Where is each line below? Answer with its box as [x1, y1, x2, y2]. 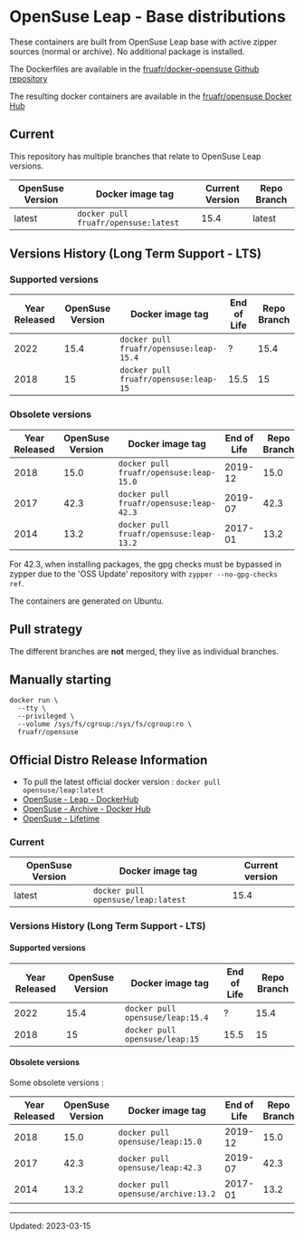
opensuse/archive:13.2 [118, 1188, 216, 1198]
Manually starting [9, 672, 111, 687]
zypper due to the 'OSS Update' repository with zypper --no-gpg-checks [9, 568, 278, 579]
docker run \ [9, 696, 59, 705]
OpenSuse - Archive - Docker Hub [22, 804, 151, 815]
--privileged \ [17, 712, 75, 722]
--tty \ [17, 704, 47, 713]
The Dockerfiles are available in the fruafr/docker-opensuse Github [9, 63, 260, 74]
